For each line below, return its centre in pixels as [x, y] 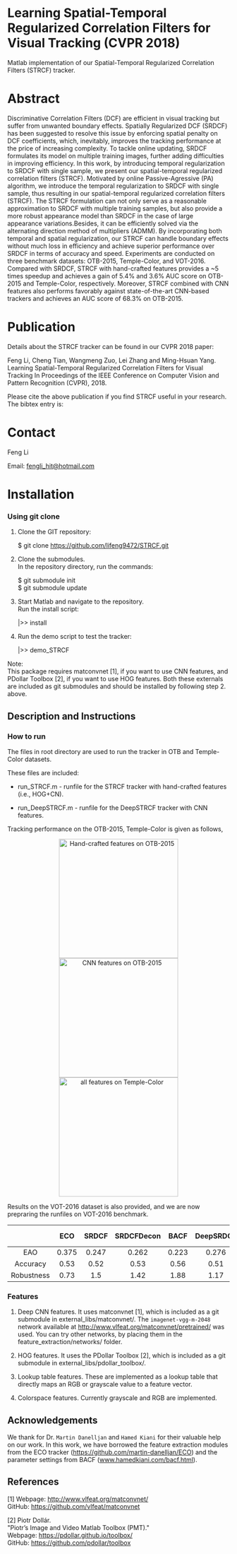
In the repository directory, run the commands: [85, 567]
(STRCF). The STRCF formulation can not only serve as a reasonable [107, 201]
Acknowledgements [53, 1420]
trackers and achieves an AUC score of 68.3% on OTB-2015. [95, 298]
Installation [41, 494]
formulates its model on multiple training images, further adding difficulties [116, 155]
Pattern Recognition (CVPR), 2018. [57, 382]
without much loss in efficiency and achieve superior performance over [111, 246]
